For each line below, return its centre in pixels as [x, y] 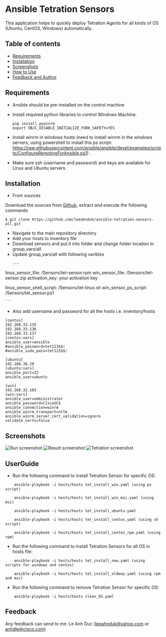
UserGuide [22, 463]
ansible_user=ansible [28, 342]
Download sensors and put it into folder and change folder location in [83, 244]
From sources [26, 196]
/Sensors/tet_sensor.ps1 [30, 293]
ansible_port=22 [22, 373]
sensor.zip [16, 278]
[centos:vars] [20, 338]
